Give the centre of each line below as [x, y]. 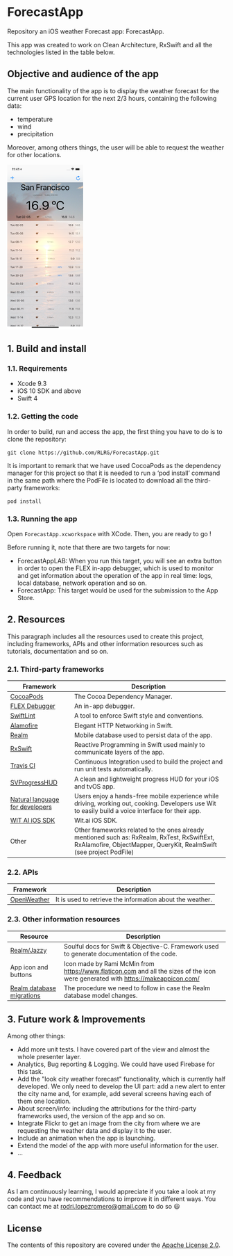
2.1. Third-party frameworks [56, 669]
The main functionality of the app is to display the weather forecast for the [113, 90]
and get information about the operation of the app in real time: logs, [115, 576]
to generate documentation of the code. [120, 954]
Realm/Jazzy [28, 950]
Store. [26, 598]
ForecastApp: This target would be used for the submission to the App [118, 590]
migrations [25, 995]
